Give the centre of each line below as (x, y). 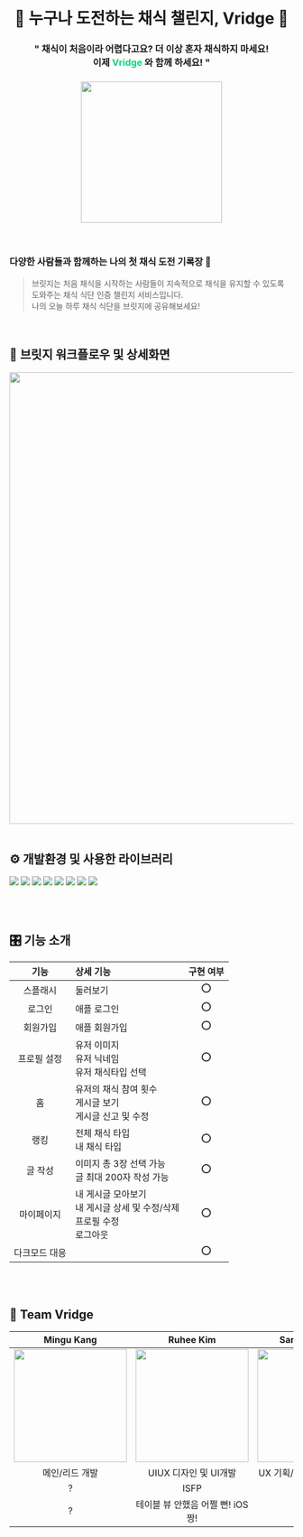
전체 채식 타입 (103, 1133)
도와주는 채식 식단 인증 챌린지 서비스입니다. (107, 294)
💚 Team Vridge (52, 1314)
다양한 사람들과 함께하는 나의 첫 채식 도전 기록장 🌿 (110, 262)
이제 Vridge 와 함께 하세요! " (151, 62)
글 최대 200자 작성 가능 (122, 1178)
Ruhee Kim (192, 1339)
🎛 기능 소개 (40, 940)
